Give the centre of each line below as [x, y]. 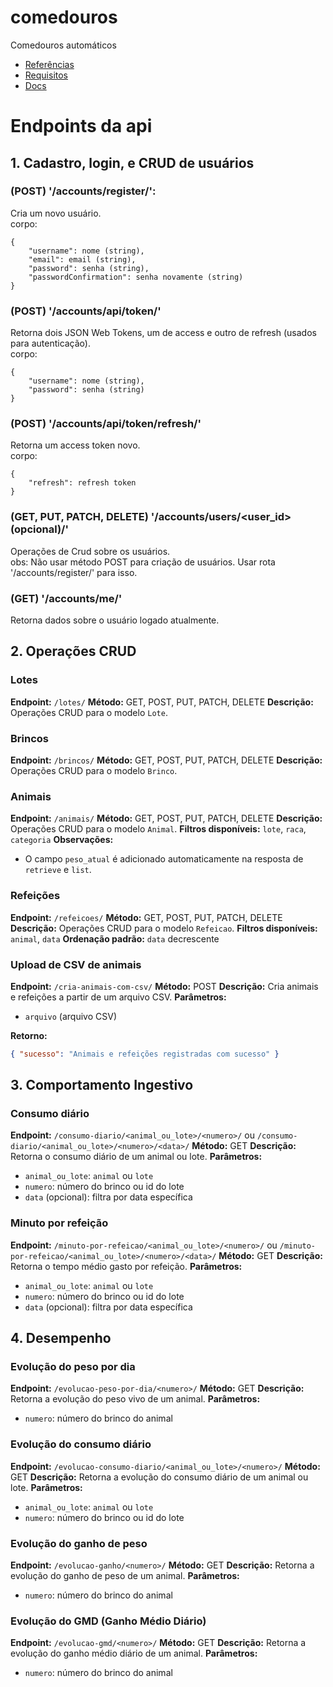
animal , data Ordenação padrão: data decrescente [115, 938]
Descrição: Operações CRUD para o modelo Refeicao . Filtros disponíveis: [164, 928]
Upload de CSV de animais [76, 964]
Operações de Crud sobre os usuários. [90, 551]
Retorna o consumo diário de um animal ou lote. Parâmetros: [136, 1157]
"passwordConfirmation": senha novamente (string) [136, 277]
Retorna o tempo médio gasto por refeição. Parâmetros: [126, 1266]
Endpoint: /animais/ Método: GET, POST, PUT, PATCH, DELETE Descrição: [166, 818]
